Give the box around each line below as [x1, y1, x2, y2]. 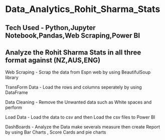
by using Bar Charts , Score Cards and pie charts [5, 129, 106, 135]
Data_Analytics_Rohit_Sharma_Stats [5, 3, 160, 15]
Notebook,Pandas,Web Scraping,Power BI [5, 31, 140, 39]
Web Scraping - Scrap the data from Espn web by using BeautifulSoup [5, 69, 151, 75]
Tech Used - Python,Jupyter [5, 23, 96, 32]
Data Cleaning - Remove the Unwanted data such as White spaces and [5, 99, 152, 105]
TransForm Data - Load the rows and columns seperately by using [5, 84, 142, 90]
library [5, 74, 19, 80]
